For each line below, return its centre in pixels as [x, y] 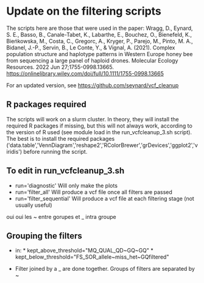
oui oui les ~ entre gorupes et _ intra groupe [62, 217]
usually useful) [34, 205]
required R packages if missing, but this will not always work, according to [100, 126]
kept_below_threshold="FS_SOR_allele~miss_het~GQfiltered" [92, 257]
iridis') [14, 151]
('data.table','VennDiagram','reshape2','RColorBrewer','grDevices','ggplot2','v [102, 145]
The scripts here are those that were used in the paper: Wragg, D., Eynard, [100, 28]
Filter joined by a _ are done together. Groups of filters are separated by [105, 269]
